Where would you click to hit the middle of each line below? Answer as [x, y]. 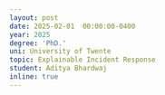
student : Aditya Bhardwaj [58, 69]
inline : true [34, 77]
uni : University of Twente [60, 52]
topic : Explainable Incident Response [82, 60]
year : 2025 [30, 34]
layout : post [34, 18]
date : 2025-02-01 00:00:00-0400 [73, 26]
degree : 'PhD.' [38, 43]
